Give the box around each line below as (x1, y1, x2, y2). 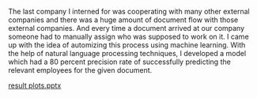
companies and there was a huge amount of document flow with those (8, 15, 239, 24)
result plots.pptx (8, 81, 62, 90)
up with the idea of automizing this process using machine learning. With (8, 40, 246, 50)
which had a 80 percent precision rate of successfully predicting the (8, 57, 231, 66)
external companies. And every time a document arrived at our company (8, 24, 245, 32)
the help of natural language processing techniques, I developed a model (8, 49, 247, 58)
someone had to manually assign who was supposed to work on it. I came (8, 32, 249, 41)
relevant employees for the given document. (8, 66, 153, 74)
